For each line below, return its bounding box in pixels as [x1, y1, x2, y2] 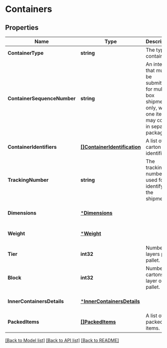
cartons [146, 271, 164, 278]
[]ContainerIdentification [80, 143, 141, 150]
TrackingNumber [7, 177, 49, 183]
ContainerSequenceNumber [7, 95, 76, 102]
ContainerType [7, 50, 44, 56]
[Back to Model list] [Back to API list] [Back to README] [5, 338, 119, 343]
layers [146, 250, 160, 257]
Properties [5, 23, 39, 32]
